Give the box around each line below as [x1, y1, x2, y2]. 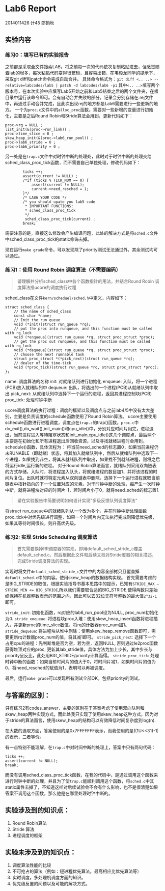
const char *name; [14, 313, 52, 318]
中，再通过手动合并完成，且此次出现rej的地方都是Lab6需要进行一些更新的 [5, 100, 154, 106]
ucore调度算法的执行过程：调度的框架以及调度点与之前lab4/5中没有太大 [5, 407, 151, 413]
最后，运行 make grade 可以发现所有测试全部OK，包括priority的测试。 [5, 675, 142, 681]
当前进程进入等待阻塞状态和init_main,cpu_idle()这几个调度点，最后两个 [13, 432, 156, 438]
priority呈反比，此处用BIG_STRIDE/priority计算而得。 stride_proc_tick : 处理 [5, 653, 160, 659]
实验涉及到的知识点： [5, 806, 70, 814]
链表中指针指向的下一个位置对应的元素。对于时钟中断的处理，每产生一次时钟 [5, 481, 160, 487]
